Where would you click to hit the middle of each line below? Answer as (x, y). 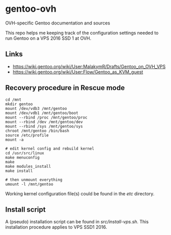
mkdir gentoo (19, 104)
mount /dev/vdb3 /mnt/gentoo (36, 108)
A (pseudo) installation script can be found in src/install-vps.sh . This (77, 222)
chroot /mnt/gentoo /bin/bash (37, 131)
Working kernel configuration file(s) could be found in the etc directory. (80, 193)
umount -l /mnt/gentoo (29, 184)
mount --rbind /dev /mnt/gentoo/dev (44, 122)
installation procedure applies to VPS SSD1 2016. (56, 227)
